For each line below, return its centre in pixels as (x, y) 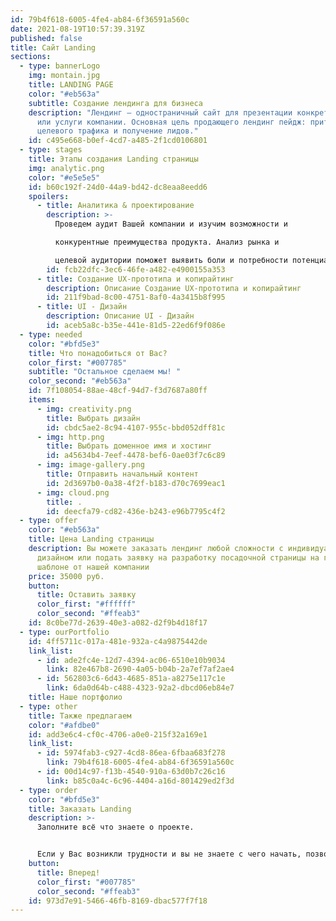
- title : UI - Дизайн (82, 307)
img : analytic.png (66, 168)
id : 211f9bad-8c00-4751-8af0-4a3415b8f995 (136, 297)
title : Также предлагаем (80, 716)
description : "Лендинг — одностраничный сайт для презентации (160, 112)
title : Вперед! (68, 872)
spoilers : (49, 196)
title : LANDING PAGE (71, 85)
